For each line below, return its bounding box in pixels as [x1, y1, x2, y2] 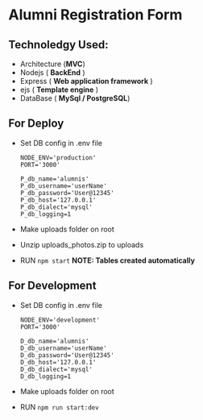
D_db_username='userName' [19, 344, 107, 352]
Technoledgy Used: [8, 38, 109, 52]
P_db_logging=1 [19, 210, 72, 218]
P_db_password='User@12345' [19, 189, 114, 197]
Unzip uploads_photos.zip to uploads [19, 239, 144, 249]
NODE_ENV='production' [19, 153, 97, 162]
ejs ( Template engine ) [19, 85, 99, 94]
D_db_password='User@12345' [19, 351, 114, 360]
